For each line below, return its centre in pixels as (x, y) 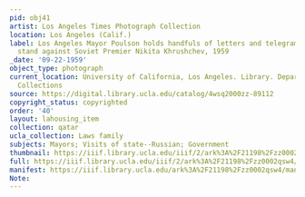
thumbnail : (30, 153)
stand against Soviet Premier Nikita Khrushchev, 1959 (123, 52)
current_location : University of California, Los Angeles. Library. (142, 77)
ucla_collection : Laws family (67, 136)
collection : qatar (44, 128)
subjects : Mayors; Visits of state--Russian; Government (119, 144)
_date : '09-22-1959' (49, 60)
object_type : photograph (56, 69)
